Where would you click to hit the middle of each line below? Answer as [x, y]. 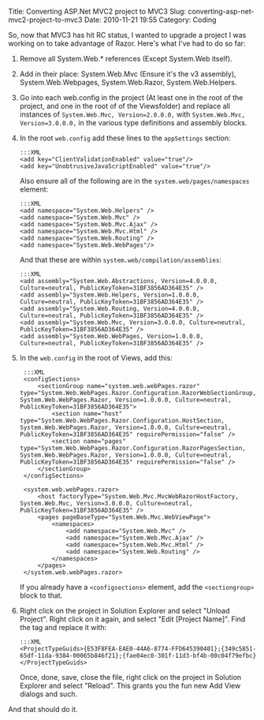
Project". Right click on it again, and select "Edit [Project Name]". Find [132, 619]
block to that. [41, 595]
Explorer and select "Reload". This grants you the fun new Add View [130, 686]
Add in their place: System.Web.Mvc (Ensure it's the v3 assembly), [128, 74]
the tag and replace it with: [63, 627]
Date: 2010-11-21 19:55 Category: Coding [150, 20]
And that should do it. [43, 709]
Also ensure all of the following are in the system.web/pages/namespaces [134, 181]
